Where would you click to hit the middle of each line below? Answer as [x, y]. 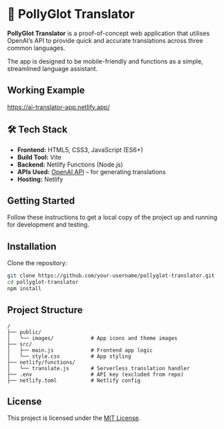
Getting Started [41, 201]
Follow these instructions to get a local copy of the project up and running [112, 218]
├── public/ [24, 332]
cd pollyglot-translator [43, 283]
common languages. [36, 48]
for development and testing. [48, 225]
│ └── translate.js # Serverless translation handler [99, 368]
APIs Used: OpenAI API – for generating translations [91, 171]
